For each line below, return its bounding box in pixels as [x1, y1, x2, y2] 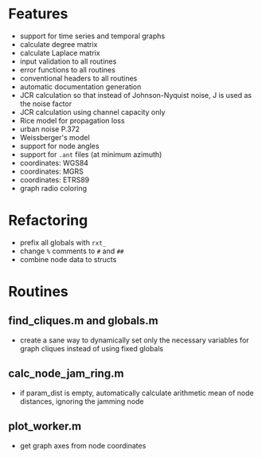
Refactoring [8, 212, 88, 229]
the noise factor [19, 99, 72, 108]
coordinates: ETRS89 [19, 174, 90, 184]
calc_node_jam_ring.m [8, 367, 124, 381]
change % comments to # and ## [19, 246, 125, 256]
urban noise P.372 [19, 124, 80, 134]
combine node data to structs [19, 254, 117, 264]
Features [8, 5, 68, 23]
